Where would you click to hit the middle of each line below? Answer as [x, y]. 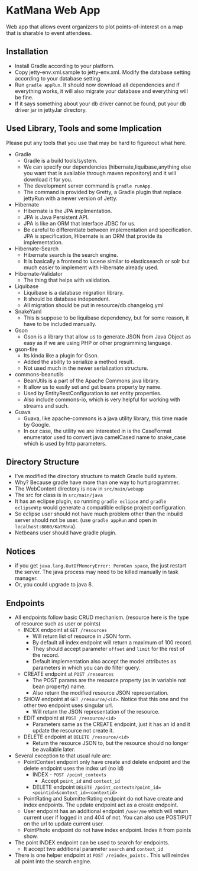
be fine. [24, 97]
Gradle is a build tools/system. [60, 160]
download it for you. [48, 179]
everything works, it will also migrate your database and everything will [101, 91]
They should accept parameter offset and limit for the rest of [108, 649]
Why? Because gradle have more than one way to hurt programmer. [97, 482]
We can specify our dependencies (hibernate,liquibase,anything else [107, 167]
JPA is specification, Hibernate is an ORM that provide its [93, 236]
